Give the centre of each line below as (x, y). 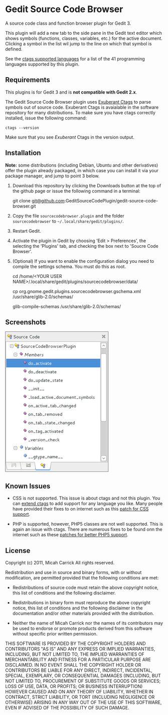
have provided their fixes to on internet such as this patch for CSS (80, 509)
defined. (14, 49)
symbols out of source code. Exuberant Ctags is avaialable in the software (82, 107)
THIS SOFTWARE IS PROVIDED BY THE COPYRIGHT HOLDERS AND (76, 643)
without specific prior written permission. (55, 634)
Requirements (28, 80)
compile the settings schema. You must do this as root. (69, 266)
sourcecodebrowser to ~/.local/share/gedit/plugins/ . (68, 221)
